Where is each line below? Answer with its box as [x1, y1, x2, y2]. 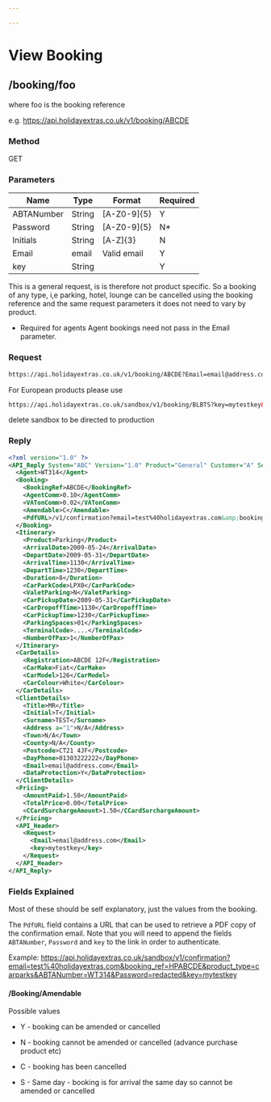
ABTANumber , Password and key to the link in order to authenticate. [8, 936, 222, 946]
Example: [8, 953, 40, 962]
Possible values [8, 1007, 60, 1016]
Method [8, 135, 40, 146]
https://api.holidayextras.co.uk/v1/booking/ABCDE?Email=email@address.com [8, 370, 269, 378]
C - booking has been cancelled [19, 1062, 127, 1071]
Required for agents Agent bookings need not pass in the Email [19, 323, 231, 333]
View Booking [8, 46, 103, 65]
